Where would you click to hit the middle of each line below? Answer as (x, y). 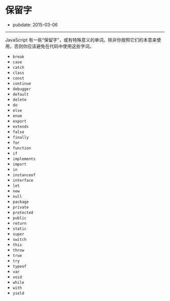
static (19, 229)
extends (20, 126)
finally (20, 137)
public (19, 218)
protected (23, 212)
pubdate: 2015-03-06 (35, 25)
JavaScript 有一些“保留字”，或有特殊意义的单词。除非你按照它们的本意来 (81, 40)
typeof (19, 266)
